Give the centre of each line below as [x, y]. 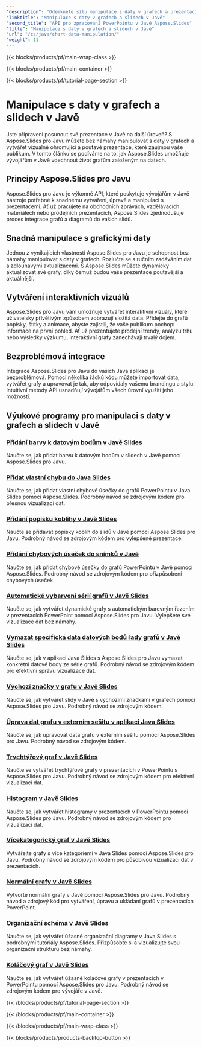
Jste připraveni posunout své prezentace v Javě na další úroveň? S [89, 134]
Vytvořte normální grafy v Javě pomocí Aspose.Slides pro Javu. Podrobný [98, 895]
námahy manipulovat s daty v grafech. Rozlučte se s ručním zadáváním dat [99, 259]
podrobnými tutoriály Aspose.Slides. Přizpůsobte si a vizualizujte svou [93, 943]
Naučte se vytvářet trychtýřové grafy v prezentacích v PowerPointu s [92, 770]
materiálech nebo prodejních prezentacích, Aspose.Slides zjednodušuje [95, 212]
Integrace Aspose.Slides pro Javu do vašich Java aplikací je [80, 371]
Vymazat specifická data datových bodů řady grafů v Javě [93, 637]
